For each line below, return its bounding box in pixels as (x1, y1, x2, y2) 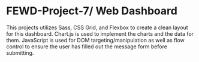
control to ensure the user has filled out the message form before (6, 43, 168, 50)
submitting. (6, 49, 34, 56)
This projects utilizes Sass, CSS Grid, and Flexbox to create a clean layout (6, 24, 188, 31)
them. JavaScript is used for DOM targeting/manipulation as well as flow (6, 36, 185, 44)
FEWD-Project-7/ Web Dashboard (6, 4, 178, 18)
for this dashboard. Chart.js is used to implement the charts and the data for (6, 30, 194, 37)
